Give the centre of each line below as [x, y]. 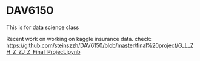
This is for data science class [43, 27]
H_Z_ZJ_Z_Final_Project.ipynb [43, 51]
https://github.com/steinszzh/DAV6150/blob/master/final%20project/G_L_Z [100, 45]
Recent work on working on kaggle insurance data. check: [79, 39]
